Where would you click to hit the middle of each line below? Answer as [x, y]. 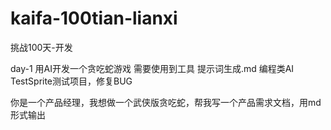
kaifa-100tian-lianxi [94, 18]
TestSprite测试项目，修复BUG [71, 81]
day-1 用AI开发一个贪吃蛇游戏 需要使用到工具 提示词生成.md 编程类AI [152, 68]
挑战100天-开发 [41, 47]
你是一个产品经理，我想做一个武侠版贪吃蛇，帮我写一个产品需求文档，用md [166, 102]
